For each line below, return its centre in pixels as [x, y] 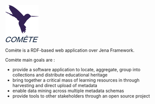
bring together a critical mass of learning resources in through [76, 80]
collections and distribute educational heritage [60, 75]
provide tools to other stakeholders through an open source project [81, 96]
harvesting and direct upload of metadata [55, 85]
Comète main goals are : [30, 60]
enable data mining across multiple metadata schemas [68, 91]
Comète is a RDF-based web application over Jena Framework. [70, 50]
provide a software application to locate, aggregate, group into [76, 69]
